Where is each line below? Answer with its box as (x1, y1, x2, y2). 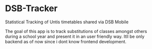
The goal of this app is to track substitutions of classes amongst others (5, 28, 147, 34)
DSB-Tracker (5, 3, 58, 14)
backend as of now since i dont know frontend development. (5, 38, 127, 44)
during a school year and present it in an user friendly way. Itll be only (5, 33, 145, 39)
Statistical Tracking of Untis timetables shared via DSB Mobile (5, 19, 129, 25)
